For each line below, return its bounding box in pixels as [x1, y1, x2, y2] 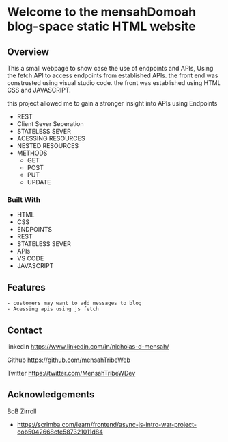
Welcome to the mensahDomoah [7, 4, 197, 20]
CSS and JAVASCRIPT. [7, 86, 72, 94]
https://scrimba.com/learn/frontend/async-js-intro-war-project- [16, 420, 197, 428]
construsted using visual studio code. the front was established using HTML [7, 79, 221, 86]
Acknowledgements [7, 389, 95, 401]
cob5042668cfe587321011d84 [16, 428, 104, 436]
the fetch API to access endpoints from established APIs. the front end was [7, 71, 218, 79]
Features [7, 282, 46, 293]
